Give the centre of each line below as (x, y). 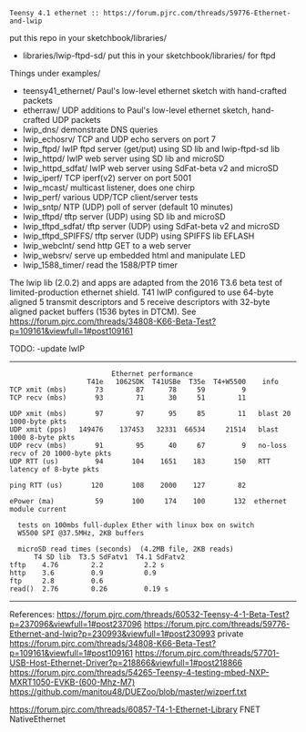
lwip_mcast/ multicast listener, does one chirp (109, 188)
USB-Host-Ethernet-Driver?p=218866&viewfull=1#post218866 (126, 663)
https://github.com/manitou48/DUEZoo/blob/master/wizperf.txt (128, 691)
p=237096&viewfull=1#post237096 (76, 624)
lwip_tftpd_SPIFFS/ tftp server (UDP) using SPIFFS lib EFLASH (138, 236)
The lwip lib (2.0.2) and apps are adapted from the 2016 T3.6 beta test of (146, 283)
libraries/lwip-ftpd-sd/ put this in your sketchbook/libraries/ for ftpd (149, 56)
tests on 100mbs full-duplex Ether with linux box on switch (136, 525)
